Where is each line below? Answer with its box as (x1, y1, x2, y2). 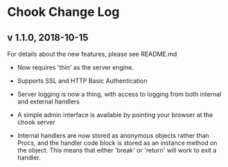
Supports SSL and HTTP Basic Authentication (17, 77, 148, 85)
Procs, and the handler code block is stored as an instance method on (17, 139, 218, 147)
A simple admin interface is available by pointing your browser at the (17, 111, 213, 119)
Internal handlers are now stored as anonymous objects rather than (17, 132, 209, 139)
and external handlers (17, 97, 80, 106)
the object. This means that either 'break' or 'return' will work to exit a (17, 146, 217, 154)
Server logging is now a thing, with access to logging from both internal (17, 90, 222, 98)
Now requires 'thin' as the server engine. (17, 63, 134, 71)
